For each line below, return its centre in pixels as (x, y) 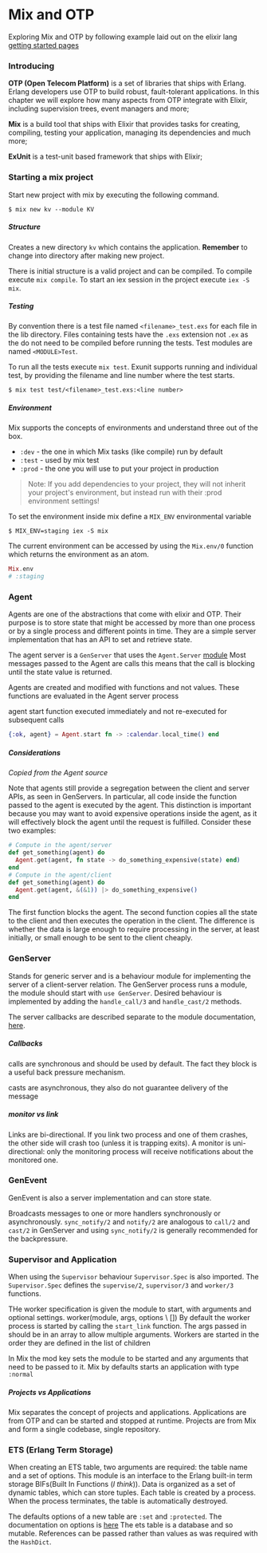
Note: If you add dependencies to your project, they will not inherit (137, 484)
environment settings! (63, 501)
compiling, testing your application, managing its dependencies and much (130, 132)
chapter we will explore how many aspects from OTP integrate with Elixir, (128, 101)
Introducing (31, 65)
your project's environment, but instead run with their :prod (125, 493)
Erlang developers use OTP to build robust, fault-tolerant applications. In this (134, 92)
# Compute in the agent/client (60, 875)
